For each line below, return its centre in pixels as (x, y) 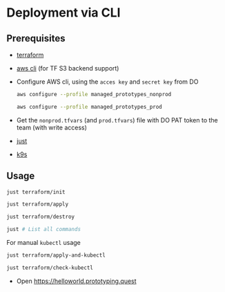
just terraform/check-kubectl (50, 268)
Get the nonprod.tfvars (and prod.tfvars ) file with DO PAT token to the (117, 120)
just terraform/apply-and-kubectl (56, 255)
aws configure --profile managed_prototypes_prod (89, 107)
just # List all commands (43, 230)
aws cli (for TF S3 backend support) (68, 68)
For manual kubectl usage (43, 243)
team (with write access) (52, 127)
